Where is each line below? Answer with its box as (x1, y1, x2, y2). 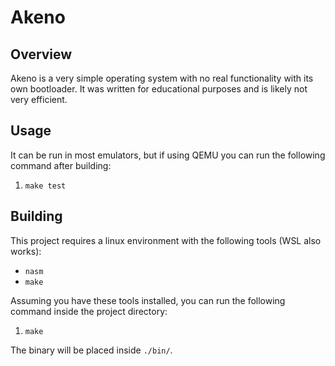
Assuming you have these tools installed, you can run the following (10, 294, 286, 306)
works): (10, 245, 42, 257)
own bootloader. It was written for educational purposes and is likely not (10, 83, 308, 95)
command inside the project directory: (10, 305, 168, 317)
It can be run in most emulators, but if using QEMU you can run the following (10, 149, 326, 161)
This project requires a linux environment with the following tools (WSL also (10, 234, 322, 246)
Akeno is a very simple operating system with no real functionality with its (10, 72, 314, 84)
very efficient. (10, 94, 68, 105)
